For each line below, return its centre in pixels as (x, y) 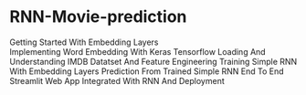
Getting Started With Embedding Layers (84, 42)
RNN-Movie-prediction (98, 17)
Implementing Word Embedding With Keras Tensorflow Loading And (138, 51)
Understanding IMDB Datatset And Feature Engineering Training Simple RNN (153, 61)
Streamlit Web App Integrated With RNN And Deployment (117, 80)
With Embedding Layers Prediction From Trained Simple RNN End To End (147, 71)
